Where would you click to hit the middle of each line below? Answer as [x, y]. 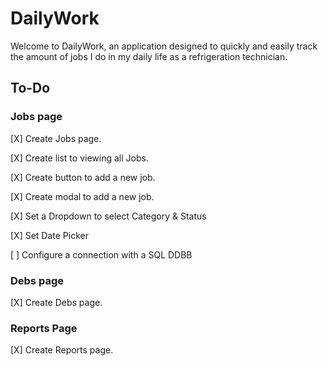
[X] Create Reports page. [62, 350]
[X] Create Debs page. [56, 302]
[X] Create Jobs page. [56, 138]
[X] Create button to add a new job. [83, 177]
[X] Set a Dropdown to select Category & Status [108, 216]
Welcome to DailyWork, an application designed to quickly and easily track [164, 46]
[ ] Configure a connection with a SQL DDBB [101, 254]
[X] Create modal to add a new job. [82, 196]
